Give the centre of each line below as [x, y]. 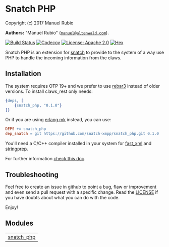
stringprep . [17, 149]
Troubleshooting [32, 175]
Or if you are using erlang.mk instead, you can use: [58, 120]
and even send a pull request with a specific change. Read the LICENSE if [82, 192]
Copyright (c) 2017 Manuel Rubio [39, 23]
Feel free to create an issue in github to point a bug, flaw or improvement [81, 187]
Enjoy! [12, 207]
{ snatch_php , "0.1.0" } [38, 105]
